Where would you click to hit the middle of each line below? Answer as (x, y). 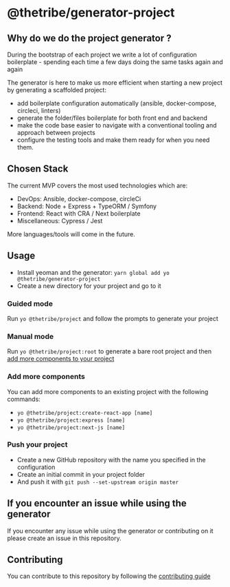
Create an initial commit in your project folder (81, 474)
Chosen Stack (38, 169)
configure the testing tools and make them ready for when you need (113, 140)
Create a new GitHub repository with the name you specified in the (111, 460)
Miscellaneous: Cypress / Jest (60, 220)
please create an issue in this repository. (64, 538)
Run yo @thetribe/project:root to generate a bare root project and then (109, 351)
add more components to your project (61, 359)
